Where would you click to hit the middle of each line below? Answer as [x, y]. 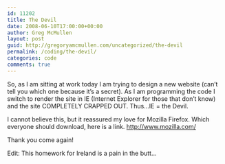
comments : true [29, 65]
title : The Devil [32, 20]
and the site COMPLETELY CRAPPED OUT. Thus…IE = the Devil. [98, 106]
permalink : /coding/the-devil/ [52, 52]
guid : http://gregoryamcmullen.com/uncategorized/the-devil [95, 45]
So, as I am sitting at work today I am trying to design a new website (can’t [112, 84]
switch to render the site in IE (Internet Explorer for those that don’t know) [111, 98]
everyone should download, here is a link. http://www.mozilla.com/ [101, 126]
